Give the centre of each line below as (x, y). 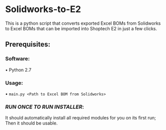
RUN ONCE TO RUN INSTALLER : (45, 107)
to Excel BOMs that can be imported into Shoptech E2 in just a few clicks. (81, 28)
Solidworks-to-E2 (43, 9)
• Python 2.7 (18, 70)
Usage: (14, 83)
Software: (18, 59)
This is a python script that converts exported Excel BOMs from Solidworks (83, 23)
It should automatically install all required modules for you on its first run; (80, 118)
